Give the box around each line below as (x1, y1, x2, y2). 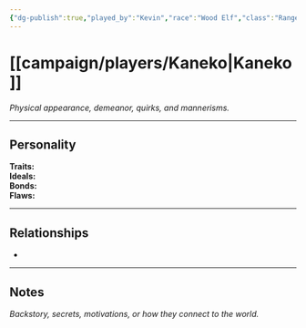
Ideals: (9, 170, 36, 182)
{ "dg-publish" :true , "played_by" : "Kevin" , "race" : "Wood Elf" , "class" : (9, 13, 275, 23)
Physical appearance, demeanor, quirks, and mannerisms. (9, 102, 230, 113)
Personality (9, 137, 76, 152)
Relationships (9, 225, 89, 241)
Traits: (9, 161, 35, 172)
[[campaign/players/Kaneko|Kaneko (9, 52, 293, 73)
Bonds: (9, 180, 37, 191)
